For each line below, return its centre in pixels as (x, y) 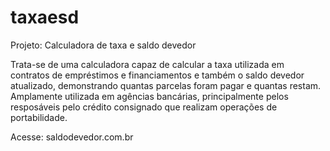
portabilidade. (39, 117)
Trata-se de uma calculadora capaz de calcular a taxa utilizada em (147, 64)
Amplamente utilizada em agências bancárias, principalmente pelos (149, 96)
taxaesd (45, 17)
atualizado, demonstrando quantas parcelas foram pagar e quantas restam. (166, 85)
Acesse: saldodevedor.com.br (72, 137)
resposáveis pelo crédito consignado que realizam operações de (144, 107)
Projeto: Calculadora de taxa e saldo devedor (103, 45)
